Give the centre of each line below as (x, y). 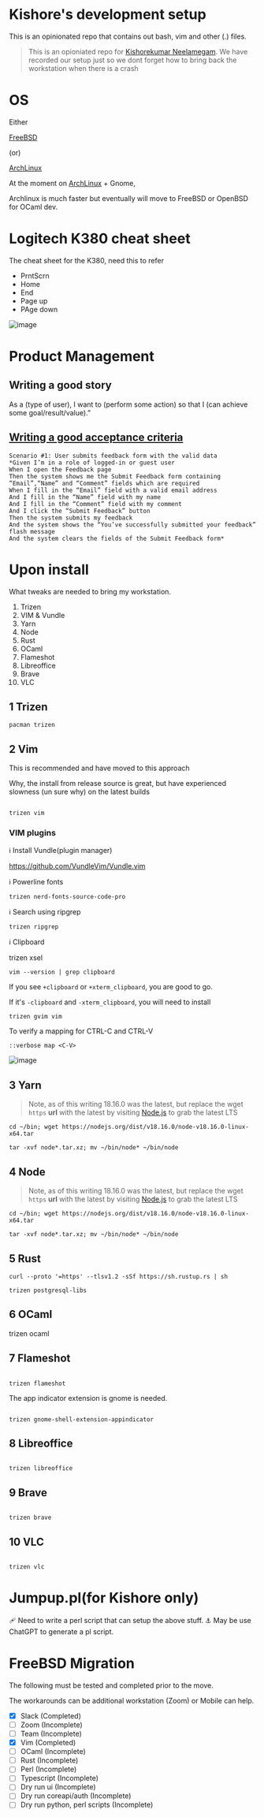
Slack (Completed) (51, 1715)
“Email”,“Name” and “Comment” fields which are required (104, 483)
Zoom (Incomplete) (52, 1725)
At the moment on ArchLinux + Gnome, (73, 183)
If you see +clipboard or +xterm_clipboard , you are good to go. (111, 987)
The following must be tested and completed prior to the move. (111, 1685)
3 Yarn (25, 1085)
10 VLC (26, 1541)
